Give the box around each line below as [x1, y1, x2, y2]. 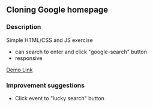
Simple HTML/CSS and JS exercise [6, 36, 93, 44]
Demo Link [6, 66, 33, 73]
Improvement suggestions [6, 81, 85, 89]
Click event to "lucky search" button [14, 94, 105, 101]
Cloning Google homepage [6, 5, 109, 15]
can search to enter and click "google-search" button [14, 48, 147, 55]
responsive [14, 54, 43, 62]
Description [6, 23, 41, 31]
